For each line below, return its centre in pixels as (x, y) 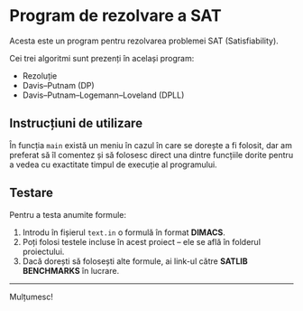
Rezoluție (40, 75)
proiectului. (43, 251)
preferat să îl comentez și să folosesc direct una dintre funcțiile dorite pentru (151, 155)
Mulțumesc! (32, 297)
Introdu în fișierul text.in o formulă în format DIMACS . (124, 232)
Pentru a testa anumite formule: (68, 214)
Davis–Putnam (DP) (58, 85)
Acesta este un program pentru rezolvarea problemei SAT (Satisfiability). (144, 41)
